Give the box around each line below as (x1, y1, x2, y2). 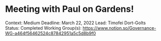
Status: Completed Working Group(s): (5, 25, 82, 31)
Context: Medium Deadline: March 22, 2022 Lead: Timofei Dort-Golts (5, 20, 146, 26)
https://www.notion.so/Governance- (82, 25, 157, 31)
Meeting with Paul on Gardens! (5, 3, 134, 15)
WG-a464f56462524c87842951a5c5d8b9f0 (5, 30, 96, 36)
